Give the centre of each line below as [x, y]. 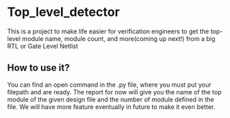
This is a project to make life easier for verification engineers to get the [108, 31]
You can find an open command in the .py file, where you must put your [109, 85]
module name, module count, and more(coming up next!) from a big [119, 38]
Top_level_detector [63, 12]
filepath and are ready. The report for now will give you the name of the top [114, 92]
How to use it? [38, 68]
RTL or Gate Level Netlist [43, 46]
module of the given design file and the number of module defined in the [111, 99]
